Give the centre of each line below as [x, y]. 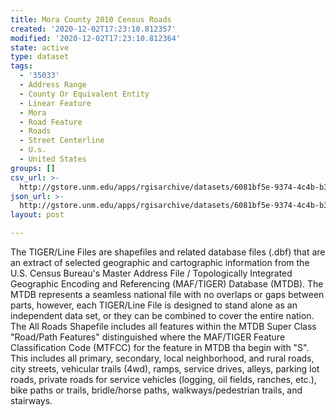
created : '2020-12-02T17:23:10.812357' [93, 29]
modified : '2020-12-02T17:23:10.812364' [96, 38]
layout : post [37, 215]
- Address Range [53, 85]
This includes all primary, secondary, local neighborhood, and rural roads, [162, 358]
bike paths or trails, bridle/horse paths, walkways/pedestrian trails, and [156, 390]
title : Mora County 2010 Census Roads [91, 19]
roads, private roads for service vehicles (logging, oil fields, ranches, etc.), [163, 379]
